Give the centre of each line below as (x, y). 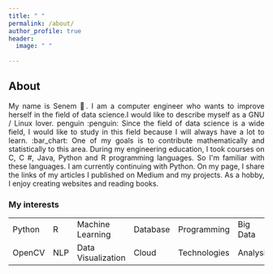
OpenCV (29, 253)
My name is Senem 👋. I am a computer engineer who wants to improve (136, 105)
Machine (93, 225)
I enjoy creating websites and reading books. (84, 183)
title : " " (27, 16)
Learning (94, 234)
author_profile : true (45, 31)
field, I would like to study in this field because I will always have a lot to (136, 131)
